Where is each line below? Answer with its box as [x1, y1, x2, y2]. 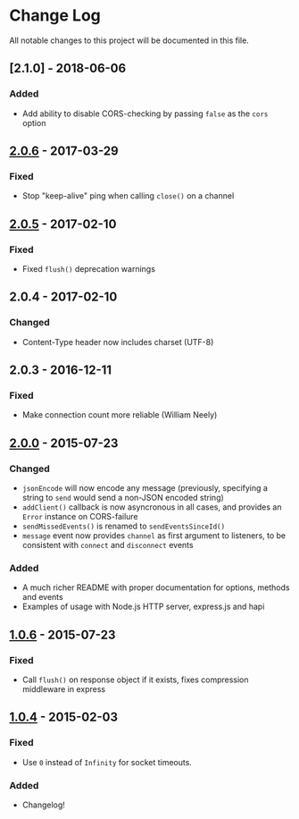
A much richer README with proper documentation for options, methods [21, 582, 290, 593]
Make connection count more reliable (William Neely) [21, 409, 218, 420]
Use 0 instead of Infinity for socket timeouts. [21, 756, 192, 767]
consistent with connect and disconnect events [21, 540, 194, 551]
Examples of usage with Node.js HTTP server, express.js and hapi [21, 601, 265, 612]
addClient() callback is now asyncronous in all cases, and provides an [21, 502, 282, 512]
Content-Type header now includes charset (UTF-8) [21, 336, 214, 347]
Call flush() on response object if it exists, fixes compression [21, 674, 249, 685]
